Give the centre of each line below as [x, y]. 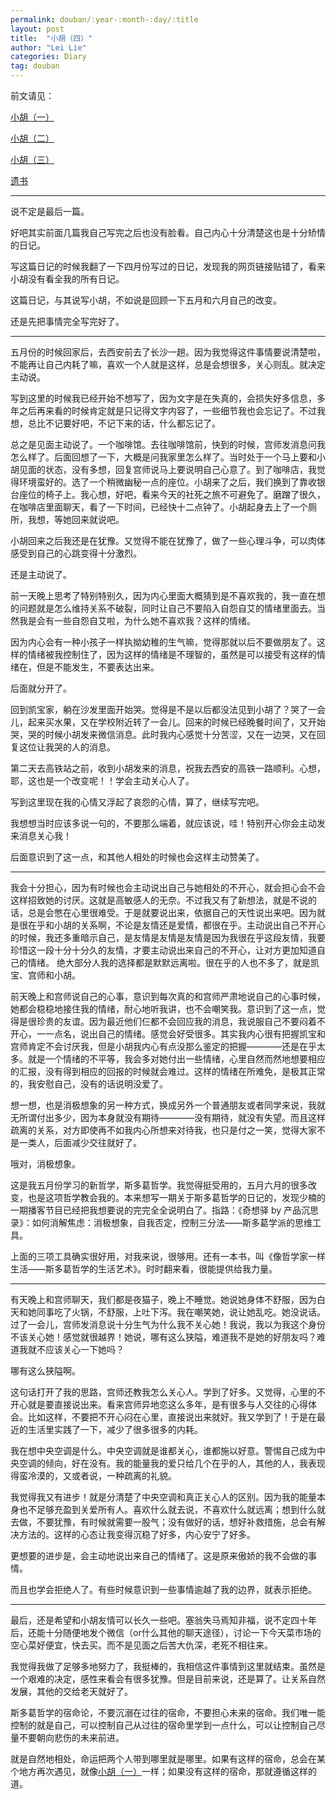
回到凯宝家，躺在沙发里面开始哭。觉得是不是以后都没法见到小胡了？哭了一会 [168, 709]
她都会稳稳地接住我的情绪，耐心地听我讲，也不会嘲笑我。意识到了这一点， [163, 1009]
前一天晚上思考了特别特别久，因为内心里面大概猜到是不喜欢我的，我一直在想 [168, 595]
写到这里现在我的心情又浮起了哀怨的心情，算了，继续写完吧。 [137, 802]
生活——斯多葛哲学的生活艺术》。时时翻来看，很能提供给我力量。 [144, 1269]
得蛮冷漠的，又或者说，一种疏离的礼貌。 [93, 1475]
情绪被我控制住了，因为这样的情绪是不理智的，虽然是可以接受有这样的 [172, 654]
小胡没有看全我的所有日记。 [67, 279]
